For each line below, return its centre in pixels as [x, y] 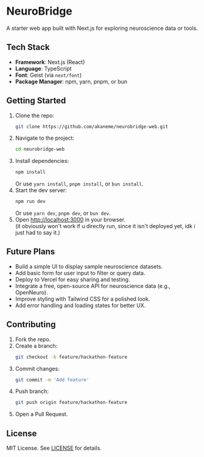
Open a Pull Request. [41, 414]
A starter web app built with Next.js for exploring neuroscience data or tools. [102, 28]
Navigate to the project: [45, 138]
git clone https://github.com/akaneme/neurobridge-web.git [92, 126]
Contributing [31, 325]
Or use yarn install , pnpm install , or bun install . [79, 184]
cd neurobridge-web [40, 149]
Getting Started [36, 101]
